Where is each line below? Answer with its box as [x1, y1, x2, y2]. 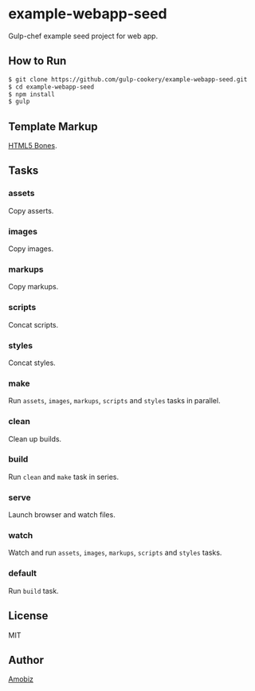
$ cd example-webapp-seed [8, 83, 94, 91]
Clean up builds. [8, 434, 62, 443]
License [8, 609, 49, 622]
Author [8, 653, 44, 666]
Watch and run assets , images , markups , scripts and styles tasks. [8, 548, 222, 558]
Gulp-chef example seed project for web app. [8, 31, 158, 41]
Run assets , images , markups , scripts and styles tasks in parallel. [8, 396, 221, 406]
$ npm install [8, 90, 56, 98]
